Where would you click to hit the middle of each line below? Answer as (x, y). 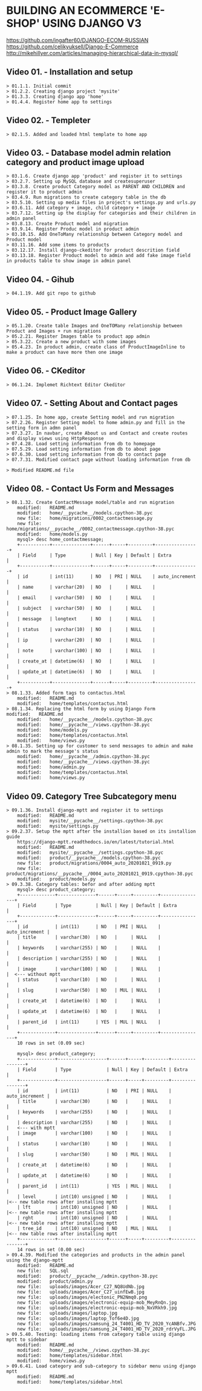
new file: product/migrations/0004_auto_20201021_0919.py (94, 863)
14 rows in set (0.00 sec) (51, 1250)
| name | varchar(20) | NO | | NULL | (86, 587)
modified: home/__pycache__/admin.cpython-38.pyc (83, 757)
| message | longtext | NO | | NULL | (86, 619)
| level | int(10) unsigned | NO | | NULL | (94, 1197)
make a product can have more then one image (64, 352)
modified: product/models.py (57, 879)
